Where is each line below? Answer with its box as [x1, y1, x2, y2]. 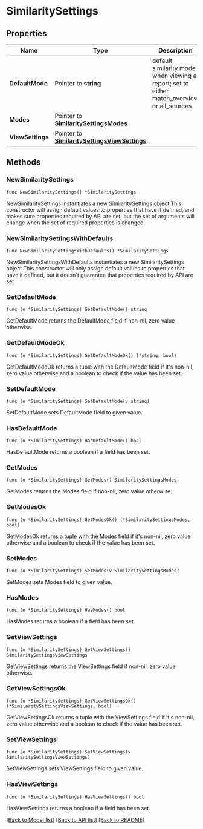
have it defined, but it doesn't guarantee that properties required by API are [6, 271, 193, 278]
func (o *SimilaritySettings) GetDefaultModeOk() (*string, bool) [6, 352, 177, 358]
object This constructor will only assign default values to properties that [6, 264, 185, 272]
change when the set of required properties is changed [6, 219, 144, 226]
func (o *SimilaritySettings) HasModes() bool [6, 607, 126, 614]
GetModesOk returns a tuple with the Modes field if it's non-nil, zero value [6, 532, 191, 540]
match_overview [152, 94, 199, 102]
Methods [6, 157, 41, 168]
